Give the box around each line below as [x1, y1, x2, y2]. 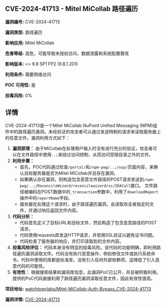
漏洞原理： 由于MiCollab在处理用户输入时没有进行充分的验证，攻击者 [12, 145, 153, 151]
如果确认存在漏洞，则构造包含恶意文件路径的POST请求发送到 [19, 176, 144, 182]
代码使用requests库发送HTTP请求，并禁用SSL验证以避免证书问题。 [19, 232, 157, 238]
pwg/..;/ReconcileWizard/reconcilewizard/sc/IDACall [19, 183, 131, 188]
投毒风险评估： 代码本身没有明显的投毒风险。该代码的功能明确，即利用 [12, 244, 157, 250]
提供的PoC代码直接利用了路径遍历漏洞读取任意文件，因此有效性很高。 [12, 275, 156, 281]
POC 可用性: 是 [5, 82, 36, 88]
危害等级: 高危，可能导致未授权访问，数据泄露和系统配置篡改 [5, 50, 129, 56]
